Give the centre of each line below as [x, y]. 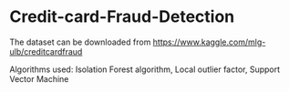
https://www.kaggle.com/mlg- [209, 42]
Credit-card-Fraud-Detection [122, 17]
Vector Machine [39, 78]
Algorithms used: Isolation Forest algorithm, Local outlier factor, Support [145, 69]
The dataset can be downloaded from [80, 42]
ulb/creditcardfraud [46, 51]
